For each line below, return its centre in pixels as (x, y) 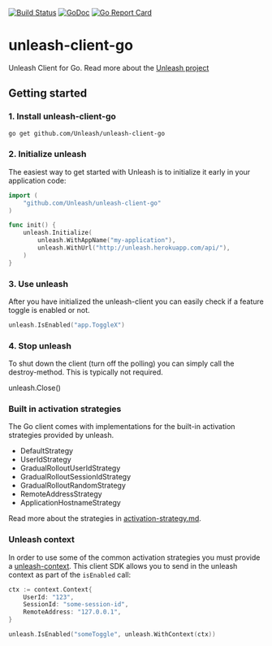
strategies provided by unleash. (61, 436)
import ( (23, 195)
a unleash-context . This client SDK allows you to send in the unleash (123, 566)
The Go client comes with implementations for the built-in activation (122, 427)
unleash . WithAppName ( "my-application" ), (107, 241)
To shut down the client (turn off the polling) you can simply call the (121, 364)
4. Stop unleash (40, 345)
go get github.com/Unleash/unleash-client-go (86, 133)
